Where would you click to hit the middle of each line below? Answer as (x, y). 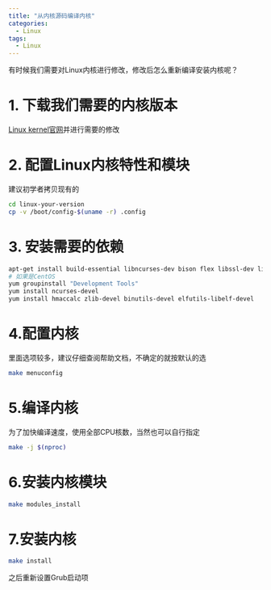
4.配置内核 (44, 334)
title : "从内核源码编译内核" (52, 16)
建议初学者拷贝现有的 (44, 189)
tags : (17, 38)
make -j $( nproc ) (38, 447)
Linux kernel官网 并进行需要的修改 (64, 129)
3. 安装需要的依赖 (66, 247)
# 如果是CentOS (32, 276)
